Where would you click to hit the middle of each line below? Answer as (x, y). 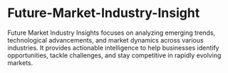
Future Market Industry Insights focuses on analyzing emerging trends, (112, 33)
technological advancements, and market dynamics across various (106, 40)
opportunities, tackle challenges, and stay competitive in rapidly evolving (114, 55)
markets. (20, 62)
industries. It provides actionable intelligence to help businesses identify (113, 47)
